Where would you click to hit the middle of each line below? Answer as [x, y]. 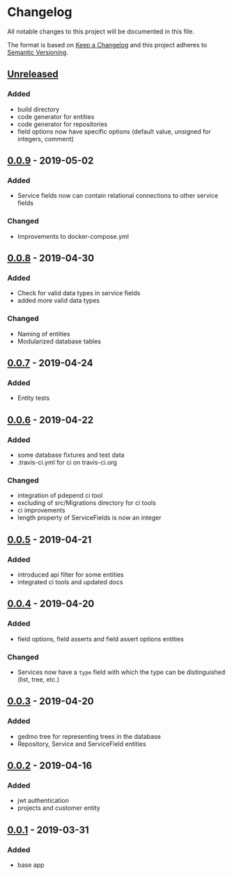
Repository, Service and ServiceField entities [82, 744]
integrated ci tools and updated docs [70, 581]
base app [31, 865]
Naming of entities [44, 334]
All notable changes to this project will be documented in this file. [101, 31]
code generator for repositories [62, 124]
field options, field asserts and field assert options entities [101, 639]
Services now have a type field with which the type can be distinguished [121, 672]
